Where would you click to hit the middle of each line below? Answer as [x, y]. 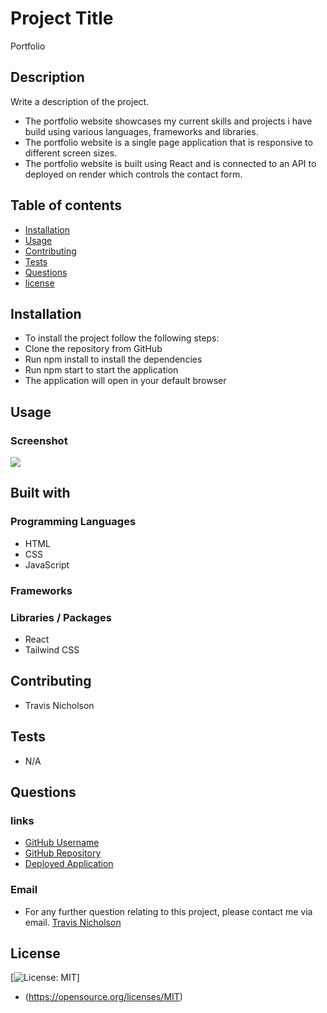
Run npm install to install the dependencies [113, 359]
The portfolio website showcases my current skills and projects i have [168, 121]
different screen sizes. [71, 153]
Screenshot [39, 440]
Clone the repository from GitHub [93, 349]
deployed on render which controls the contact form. [133, 174]
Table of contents [66, 205]
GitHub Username [62, 843]
